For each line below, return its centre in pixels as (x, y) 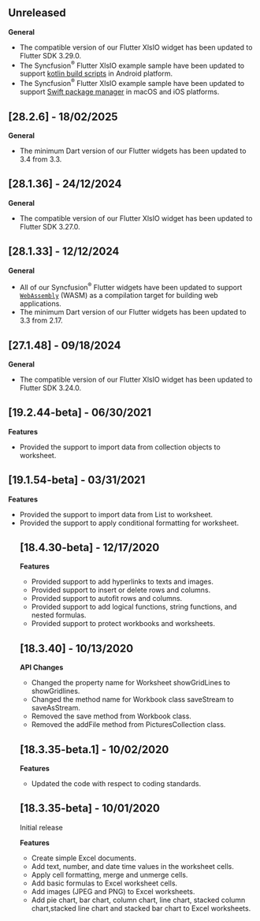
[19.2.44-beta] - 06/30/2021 (80, 413)
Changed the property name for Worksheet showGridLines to (131, 683)
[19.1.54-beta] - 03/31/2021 (77, 480)
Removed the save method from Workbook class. (111, 716)
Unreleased (37, 13)
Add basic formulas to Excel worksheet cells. (104, 883)
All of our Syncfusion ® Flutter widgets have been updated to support (131, 286)
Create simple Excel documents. (84, 858)
